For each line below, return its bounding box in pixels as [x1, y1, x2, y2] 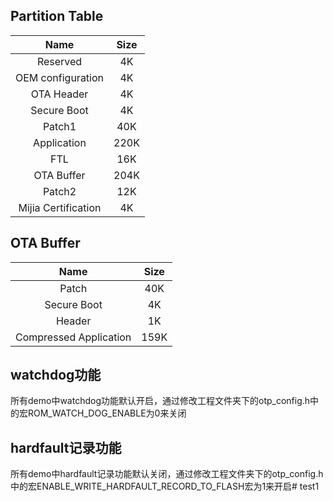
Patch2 [42, 184, 77, 198]
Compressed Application [15, 330, 132, 344]
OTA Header [30, 87, 89, 101]
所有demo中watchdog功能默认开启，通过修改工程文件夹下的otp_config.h [10, 395, 311, 407]
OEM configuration [15, 70, 105, 84]
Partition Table [10, 8, 104, 25]
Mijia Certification [18, 200, 102, 214]
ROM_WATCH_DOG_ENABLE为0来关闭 [27, 407, 187, 419]
